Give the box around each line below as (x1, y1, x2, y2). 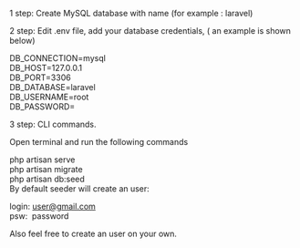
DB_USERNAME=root (9, 91, 89, 102)
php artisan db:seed (9, 173, 85, 184)
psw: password (9, 211, 69, 222)
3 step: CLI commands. (9, 119, 98, 129)
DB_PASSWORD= (9, 101, 76, 112)
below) (9, 36, 36, 46)
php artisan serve (9, 154, 76, 165)
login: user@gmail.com (9, 201, 96, 212)
